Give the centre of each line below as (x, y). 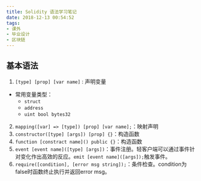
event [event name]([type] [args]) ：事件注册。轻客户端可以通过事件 (102, 149)
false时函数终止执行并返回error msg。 (63, 171)
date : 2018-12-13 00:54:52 (40, 17)
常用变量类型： (34, 94)
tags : (13, 23)
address (34, 108)
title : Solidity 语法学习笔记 (41, 12)
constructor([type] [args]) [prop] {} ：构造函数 (77, 134)
